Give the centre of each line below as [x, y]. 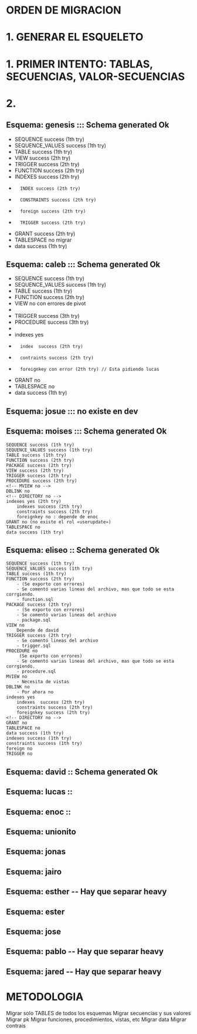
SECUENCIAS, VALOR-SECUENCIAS [96, 76]
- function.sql [35, 600]
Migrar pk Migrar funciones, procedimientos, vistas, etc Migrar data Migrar [96, 1019]
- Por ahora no [35, 692]
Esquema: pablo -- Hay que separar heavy [85, 951]
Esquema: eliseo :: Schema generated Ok [83, 550]
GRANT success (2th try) [45, 233]
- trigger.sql [34, 646]
